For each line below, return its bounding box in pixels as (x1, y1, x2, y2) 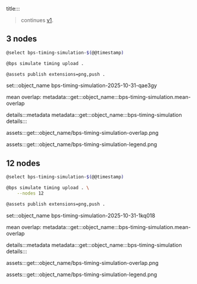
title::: (6, 5, 20, 12)
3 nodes (6, 34, 37, 44)
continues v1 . (20, 17, 54, 23)
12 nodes (6, 158, 41, 168)
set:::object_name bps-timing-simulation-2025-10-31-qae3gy (6, 82, 157, 89)
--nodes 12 (17, 190, 44, 196)
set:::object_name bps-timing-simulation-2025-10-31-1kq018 (6, 212, 155, 219)
